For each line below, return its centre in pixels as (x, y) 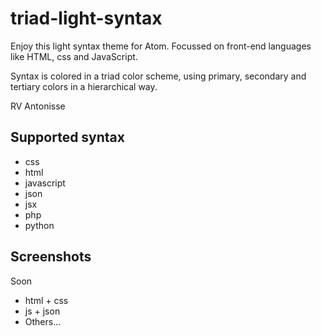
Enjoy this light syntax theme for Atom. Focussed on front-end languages (161, 46)
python (39, 225)
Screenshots (51, 257)
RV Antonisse (38, 106)
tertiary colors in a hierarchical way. (84, 86)
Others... (43, 321)
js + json (42, 311)
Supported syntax (67, 137)
